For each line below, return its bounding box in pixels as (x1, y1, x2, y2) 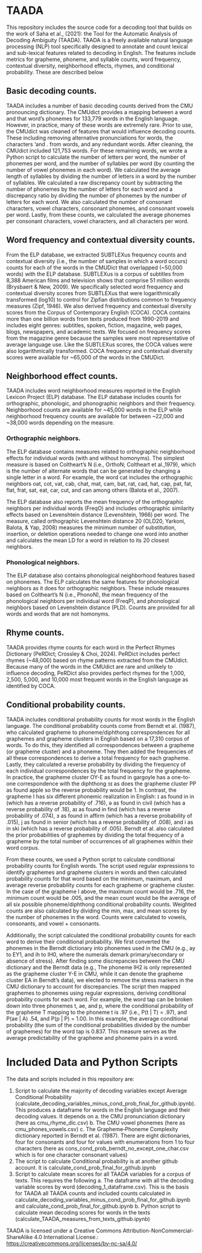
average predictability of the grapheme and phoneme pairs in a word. (6, 1034, 179, 1041)
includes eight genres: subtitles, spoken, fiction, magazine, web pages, (6, 321, 183, 329)
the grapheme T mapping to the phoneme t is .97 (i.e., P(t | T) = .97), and (6, 1009, 187, 1016)
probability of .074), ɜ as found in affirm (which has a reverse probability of (6, 812, 192, 819)
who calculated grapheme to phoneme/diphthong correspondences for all (6, 729, 191, 736)
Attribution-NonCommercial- (122, 1226, 194, 1234)
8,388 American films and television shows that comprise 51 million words (6, 276, 190, 284)
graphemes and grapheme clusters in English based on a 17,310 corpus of (6, 735, 190, 742)
